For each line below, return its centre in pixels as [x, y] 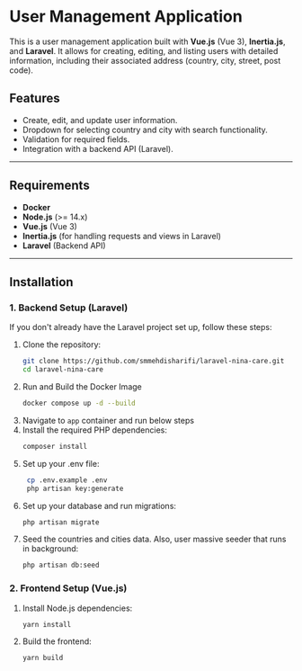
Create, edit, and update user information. [100, 120]
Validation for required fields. [76, 139]
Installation [41, 282]
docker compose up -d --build [79, 403]
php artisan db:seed [61, 565]
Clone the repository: [62, 344]
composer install [55, 446]
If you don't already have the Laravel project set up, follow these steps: [141, 327]
